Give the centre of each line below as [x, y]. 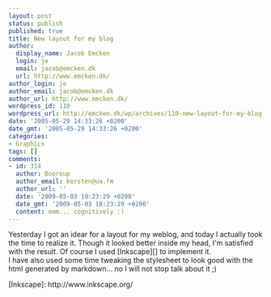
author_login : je [38, 83]
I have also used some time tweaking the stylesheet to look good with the [131, 261]
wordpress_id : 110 [39, 106]
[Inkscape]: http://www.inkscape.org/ [71, 285]
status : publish [36, 23]
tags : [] [23, 151]
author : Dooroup [43, 174]
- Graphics [27, 144]
